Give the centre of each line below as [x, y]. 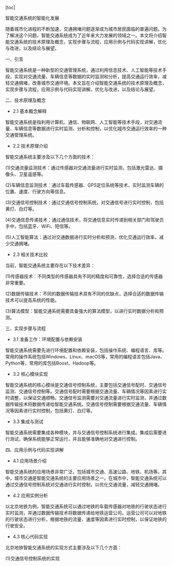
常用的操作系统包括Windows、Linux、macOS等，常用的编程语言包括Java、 [85, 357]
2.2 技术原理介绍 [30, 146]
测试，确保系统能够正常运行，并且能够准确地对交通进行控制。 [74, 439]
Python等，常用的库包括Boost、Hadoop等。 [52, 363]
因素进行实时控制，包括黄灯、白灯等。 [55, 410]
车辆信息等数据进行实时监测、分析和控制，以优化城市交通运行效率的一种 [90, 129]
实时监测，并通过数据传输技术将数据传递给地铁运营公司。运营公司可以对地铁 [86, 513]
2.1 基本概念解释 [30, 111]
